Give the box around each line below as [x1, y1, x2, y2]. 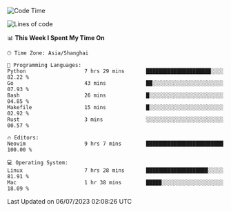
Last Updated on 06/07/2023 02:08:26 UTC [7, 197, 132, 205]
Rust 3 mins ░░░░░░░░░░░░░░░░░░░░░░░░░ [7, 116, 224, 123]
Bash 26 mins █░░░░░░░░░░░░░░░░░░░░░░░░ [7, 92, 224, 99]
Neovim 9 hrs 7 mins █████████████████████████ [7, 140, 224, 147]
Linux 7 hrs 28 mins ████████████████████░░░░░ [7, 167, 224, 174]
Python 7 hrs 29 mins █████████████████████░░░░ [7, 68, 224, 75]
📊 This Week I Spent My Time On [7, 34, 105, 41]
